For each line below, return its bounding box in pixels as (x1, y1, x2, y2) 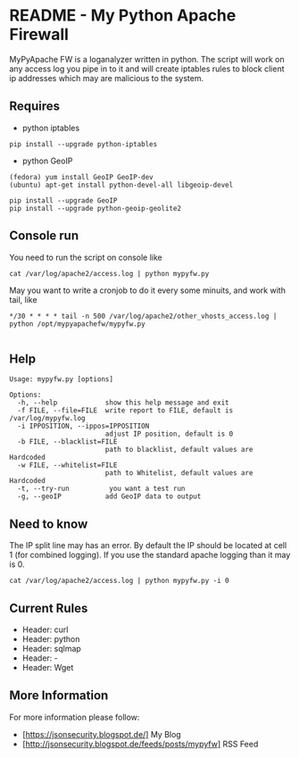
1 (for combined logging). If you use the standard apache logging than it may (9, 550, 291, 561)
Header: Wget (21, 662, 74, 672)
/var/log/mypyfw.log (9, 414, 87, 423)
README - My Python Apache (9, 5, 237, 26)
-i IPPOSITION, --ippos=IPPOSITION (17, 421, 150, 431)
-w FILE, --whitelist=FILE (17, 461, 118, 470)
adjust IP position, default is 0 (104, 429, 234, 438)
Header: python (21, 634, 80, 644)
